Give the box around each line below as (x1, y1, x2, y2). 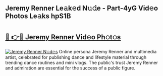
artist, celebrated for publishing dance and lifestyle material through (5, 54, 147, 60)
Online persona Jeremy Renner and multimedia (59, 49, 157, 54)
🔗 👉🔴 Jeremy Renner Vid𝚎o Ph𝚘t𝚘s (5, 33, 121, 41)
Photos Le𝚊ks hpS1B (5, 12, 71, 21)
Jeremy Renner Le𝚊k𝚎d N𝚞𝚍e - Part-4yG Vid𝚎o (5, 4, 158, 13)
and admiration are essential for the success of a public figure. (5, 65, 135, 71)
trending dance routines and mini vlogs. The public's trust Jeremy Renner (5, 60, 158, 65)
